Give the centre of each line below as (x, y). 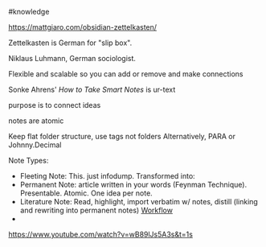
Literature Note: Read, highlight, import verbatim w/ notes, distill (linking (139, 202)
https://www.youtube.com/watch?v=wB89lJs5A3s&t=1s (100, 234)
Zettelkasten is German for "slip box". (70, 43)
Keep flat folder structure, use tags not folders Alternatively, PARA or (122, 136)
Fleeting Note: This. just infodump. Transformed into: (107, 176)
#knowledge (29, 12)
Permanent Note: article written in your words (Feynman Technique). (133, 185)
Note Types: (29, 161)
